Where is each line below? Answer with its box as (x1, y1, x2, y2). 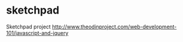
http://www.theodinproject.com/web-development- (52, 23, 177, 30)
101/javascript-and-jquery (6, 29, 69, 36)
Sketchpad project (6, 23, 51, 30)
